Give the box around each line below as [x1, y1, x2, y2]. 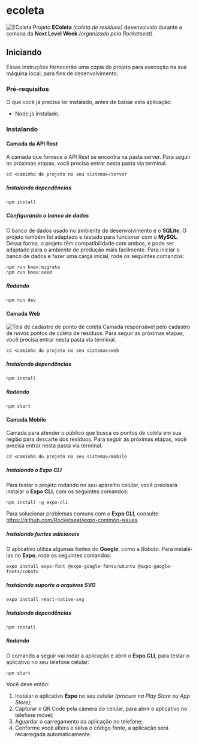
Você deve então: [6, 681, 50, 688]
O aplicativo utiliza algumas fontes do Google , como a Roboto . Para [6, 546, 173, 553]
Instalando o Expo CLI [6, 467, 62, 474]
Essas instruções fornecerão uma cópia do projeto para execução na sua [6, 63, 187, 70]
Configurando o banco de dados [6, 212, 89, 219]
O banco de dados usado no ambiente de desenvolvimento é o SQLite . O [6, 227, 187, 235]
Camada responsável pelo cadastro [102, 323, 191, 331]
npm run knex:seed [6, 269, 52, 275]
